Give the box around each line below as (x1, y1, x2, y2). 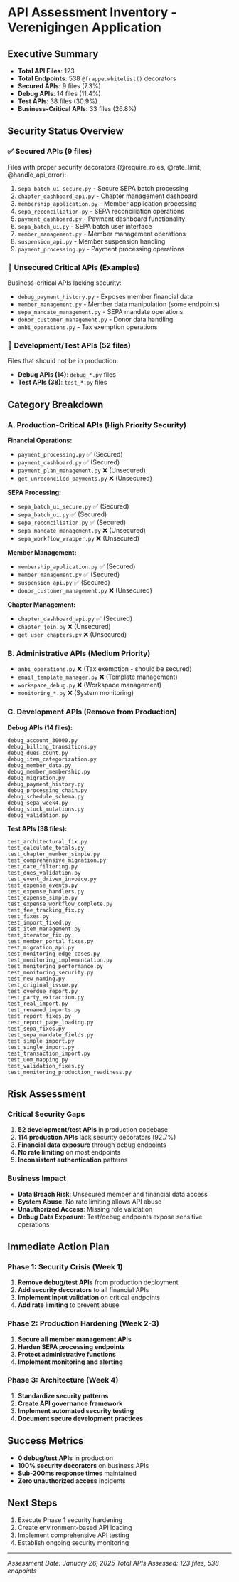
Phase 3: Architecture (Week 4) (7, 1375, 119, 1385)
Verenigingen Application (7, 19, 162, 36)
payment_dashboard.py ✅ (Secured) (17, 457, 120, 467)
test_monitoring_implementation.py (7, 956, 113, 964)
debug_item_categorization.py (7, 756, 97, 763)
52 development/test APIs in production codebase (17, 1125, 169, 1134)
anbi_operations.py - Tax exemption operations (17, 322, 158, 331)
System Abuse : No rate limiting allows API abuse (17, 1197, 162, 1206)
